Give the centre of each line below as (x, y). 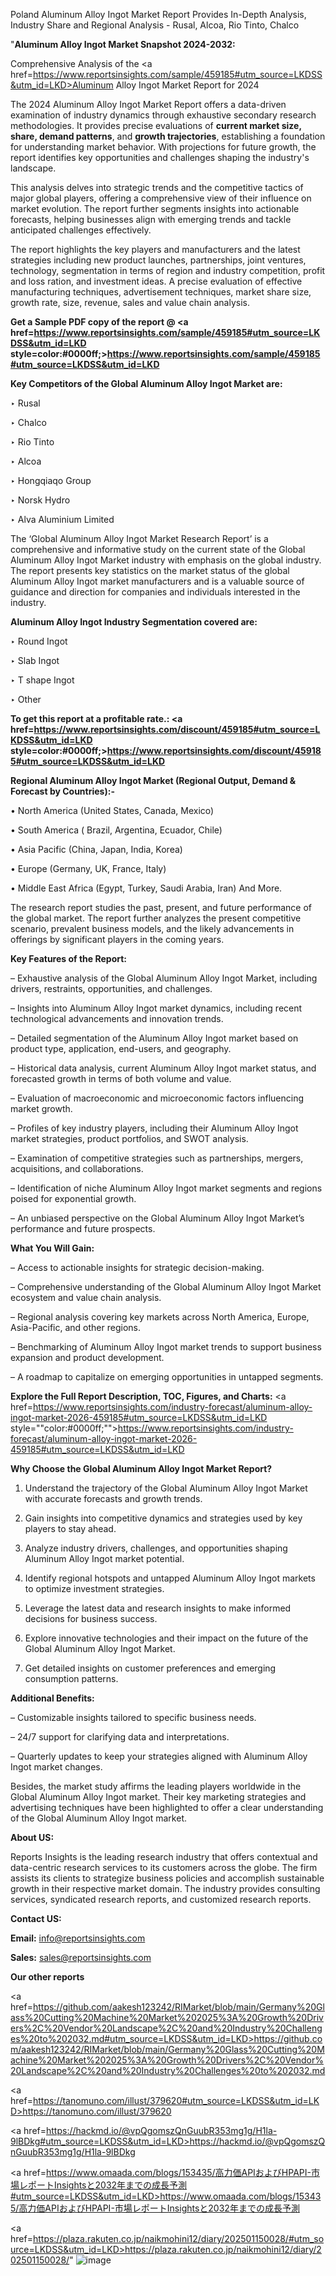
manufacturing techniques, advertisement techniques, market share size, (161, 292)
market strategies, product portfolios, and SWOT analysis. (129, 1138)
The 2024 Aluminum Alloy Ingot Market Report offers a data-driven (148, 104)
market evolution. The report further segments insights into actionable (155, 208)
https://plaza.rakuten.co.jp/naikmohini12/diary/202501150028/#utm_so (178, 2238)
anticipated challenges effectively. (81, 230)
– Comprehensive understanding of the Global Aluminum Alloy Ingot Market (166, 1287)
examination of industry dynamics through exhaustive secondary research (163, 115)
